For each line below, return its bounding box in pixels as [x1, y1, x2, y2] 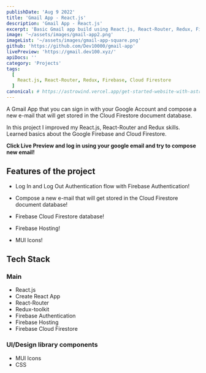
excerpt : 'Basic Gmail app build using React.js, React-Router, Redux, [6, 26, 193, 32]
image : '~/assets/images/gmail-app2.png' [6, 32, 114, 38]
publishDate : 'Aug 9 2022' [6, 9, 75, 15]
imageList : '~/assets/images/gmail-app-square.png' [6, 37, 141, 43]
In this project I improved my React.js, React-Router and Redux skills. [6, 124, 180, 131]
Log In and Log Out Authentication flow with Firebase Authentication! [15, 182, 190, 190]
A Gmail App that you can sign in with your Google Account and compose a [6, 105, 197, 113]
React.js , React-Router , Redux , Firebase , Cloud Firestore [17, 77, 172, 83]
